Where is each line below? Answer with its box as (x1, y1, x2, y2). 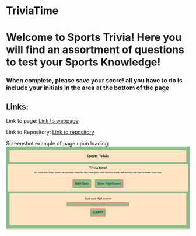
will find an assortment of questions (6, 43, 185, 57)
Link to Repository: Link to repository (6, 129, 94, 136)
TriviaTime (6, 4, 59, 18)
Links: (6, 102, 29, 112)
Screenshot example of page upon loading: (6, 140, 110, 147)
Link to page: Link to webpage (6, 117, 79, 124)
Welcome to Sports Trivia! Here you (6, 31, 182, 44)
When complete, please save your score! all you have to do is (6, 77, 183, 85)
